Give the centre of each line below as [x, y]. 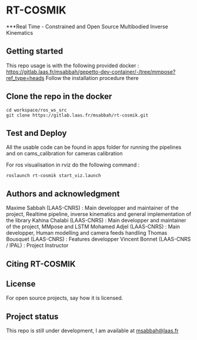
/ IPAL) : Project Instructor [37, 245]
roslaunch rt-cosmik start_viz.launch [54, 176]
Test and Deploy [36, 133]
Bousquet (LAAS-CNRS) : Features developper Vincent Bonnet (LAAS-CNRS [98, 239]
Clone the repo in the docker [59, 97]
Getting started [35, 51]
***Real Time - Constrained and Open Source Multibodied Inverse [87, 26]
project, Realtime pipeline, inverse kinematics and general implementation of [99, 214]
